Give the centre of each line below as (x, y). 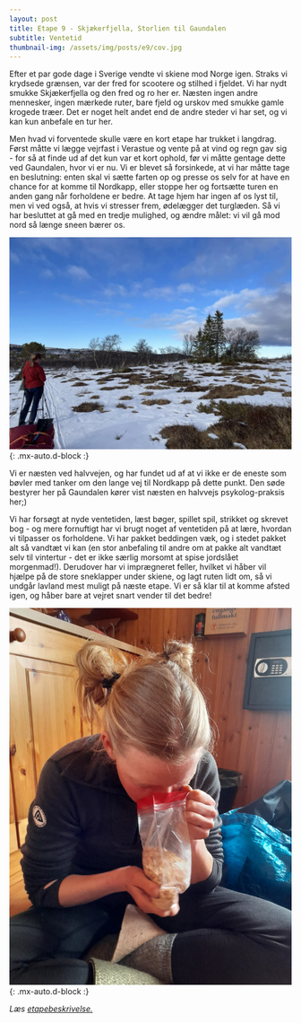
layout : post (34, 19)
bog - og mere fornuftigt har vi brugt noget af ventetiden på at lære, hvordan (150, 529)
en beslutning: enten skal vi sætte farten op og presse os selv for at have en (150, 177)
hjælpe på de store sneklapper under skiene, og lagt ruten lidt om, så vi (141, 577)
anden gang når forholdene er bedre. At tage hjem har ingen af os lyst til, (144, 197)
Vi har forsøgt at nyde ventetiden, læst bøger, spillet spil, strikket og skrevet (149, 520)
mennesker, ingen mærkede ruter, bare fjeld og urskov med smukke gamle (147, 102)
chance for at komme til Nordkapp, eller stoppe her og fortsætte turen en (144, 187)
